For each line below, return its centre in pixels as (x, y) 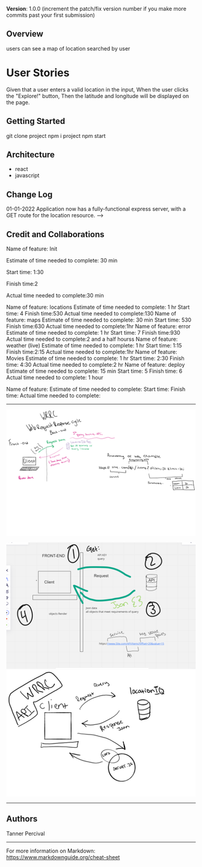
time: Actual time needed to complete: (54, 396)
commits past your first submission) (50, 15)
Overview (25, 34)
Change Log (29, 194)
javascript (27, 176)
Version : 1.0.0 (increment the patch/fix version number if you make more (96, 9)
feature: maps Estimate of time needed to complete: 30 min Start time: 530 (99, 320)
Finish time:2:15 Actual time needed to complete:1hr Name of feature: (92, 352)
